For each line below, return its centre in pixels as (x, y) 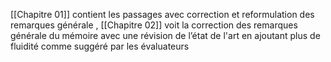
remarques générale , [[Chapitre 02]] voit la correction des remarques (154, 25)
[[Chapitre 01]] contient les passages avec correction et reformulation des (162, 14)
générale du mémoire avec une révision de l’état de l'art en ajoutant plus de (165, 35)
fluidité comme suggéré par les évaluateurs (100, 46)
